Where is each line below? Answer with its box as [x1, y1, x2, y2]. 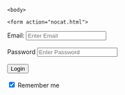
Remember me [17, 81, 60, 89]
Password [7, 48, 36, 55]
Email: [7, 31, 25, 40]
